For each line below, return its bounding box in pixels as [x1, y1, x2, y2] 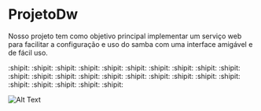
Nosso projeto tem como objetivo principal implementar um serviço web [8, 31, 242, 41]
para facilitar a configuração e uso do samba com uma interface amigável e [8, 39, 253, 48]
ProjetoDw [8, 5, 79, 23]
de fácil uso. [8, 48, 49, 57]
